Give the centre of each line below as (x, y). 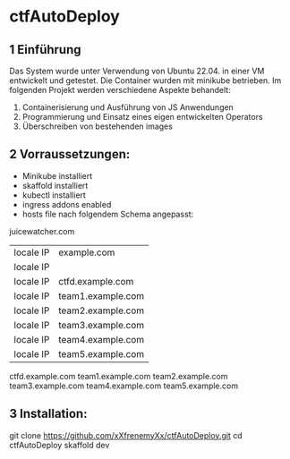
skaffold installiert (55, 185)
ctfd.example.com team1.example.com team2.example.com (119, 376)
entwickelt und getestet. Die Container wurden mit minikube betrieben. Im (145, 81)
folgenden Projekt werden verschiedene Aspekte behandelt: (120, 90)
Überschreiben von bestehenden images (97, 126)
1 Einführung (46, 50)
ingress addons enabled (67, 204)
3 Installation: (48, 414)
